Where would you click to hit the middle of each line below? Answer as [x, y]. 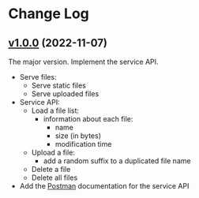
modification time [83, 144]
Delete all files [54, 177]
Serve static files [59, 85]
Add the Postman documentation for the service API [104, 186]
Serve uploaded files [65, 94]
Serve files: [38, 77]
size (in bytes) [78, 136]
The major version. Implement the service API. [84, 62]
